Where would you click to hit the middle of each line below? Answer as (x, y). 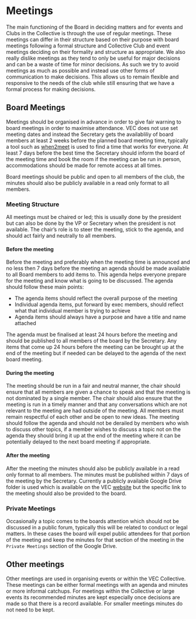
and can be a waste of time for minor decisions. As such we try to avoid (92, 64)
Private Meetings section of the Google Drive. (62, 546)
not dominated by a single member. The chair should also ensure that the (94, 398)
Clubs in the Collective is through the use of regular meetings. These (89, 33)
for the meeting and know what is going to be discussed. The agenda (90, 281)
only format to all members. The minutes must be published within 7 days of (98, 474)
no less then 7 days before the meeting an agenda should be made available (98, 268)
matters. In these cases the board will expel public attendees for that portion (98, 533)
